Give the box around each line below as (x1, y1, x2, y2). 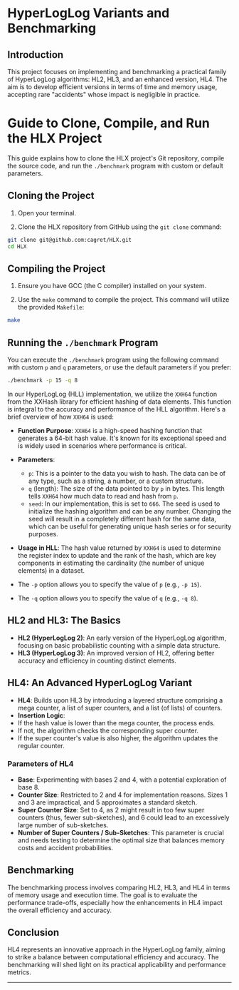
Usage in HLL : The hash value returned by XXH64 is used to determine (17, 544, 222, 552)
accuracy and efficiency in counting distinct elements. (17, 656, 176, 665)
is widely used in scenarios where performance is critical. (17, 441, 187, 450)
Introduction (7, 49, 64, 61)
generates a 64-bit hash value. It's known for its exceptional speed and (17, 434, 227, 442)
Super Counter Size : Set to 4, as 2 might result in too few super (17, 805, 205, 814)
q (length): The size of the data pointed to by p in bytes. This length (28, 484, 225, 493)
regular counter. (17, 741, 65, 750)
